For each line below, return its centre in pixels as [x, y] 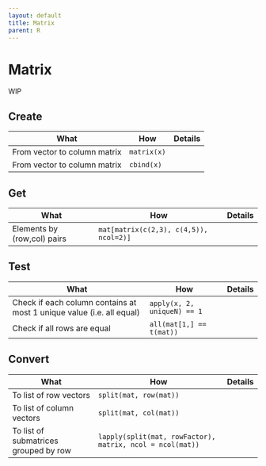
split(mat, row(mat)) [139, 395]
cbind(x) [146, 165]
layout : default [35, 15]
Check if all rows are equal [61, 328]
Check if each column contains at [74, 302]
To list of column [43, 407]
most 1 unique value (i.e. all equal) [76, 312]
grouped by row [42, 450]
